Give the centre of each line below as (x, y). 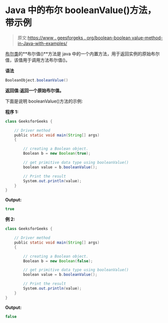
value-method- (147, 38)
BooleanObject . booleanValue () (37, 80)
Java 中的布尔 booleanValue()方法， (81, 10)
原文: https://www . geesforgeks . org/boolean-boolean (74, 38)
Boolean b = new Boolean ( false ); (58, 261)
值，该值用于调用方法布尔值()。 (38, 60)
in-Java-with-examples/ (42, 43)
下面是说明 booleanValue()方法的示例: (44, 101)
